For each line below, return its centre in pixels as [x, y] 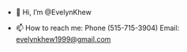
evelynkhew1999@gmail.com [63, 39]
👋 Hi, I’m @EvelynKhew [54, 12]
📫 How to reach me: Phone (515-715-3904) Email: [97, 28]
